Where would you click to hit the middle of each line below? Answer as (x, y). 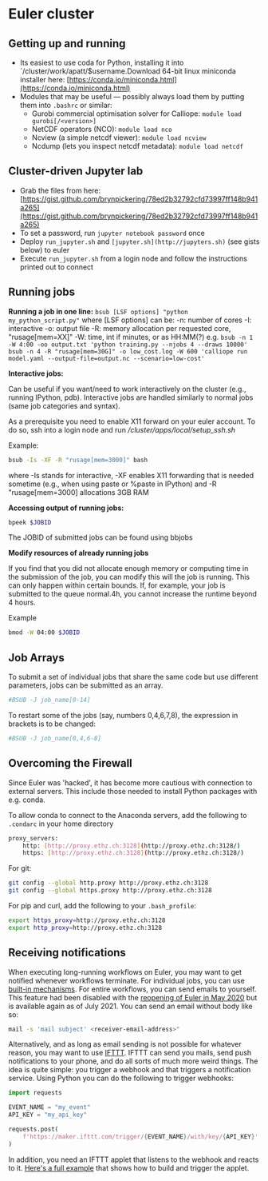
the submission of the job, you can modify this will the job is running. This (129, 577)
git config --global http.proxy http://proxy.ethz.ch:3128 (108, 883)
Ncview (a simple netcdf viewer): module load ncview (119, 138)
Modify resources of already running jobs (79, 553)
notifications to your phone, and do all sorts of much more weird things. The (133, 1061)
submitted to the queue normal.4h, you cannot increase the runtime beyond (133, 594)
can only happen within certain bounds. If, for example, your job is (117, 585)
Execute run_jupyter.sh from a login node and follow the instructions (133, 258)
